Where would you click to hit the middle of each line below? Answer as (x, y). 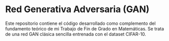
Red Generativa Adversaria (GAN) (77, 9)
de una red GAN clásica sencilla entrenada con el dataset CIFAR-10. (76, 34)
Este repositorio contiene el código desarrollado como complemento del (80, 23)
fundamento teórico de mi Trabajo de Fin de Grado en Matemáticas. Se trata (85, 28)
